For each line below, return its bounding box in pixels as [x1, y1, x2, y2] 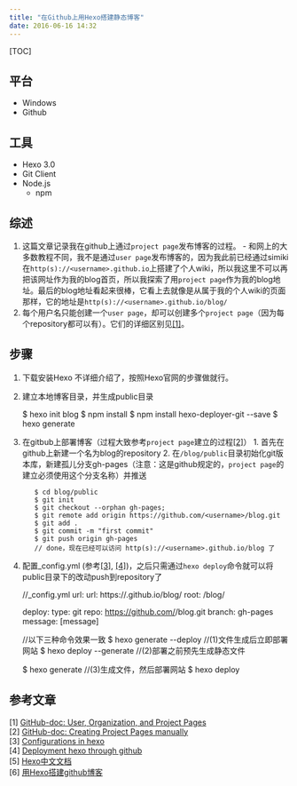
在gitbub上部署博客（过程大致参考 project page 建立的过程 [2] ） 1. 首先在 [21, 436, 285, 447]
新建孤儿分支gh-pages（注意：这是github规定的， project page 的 [45, 458, 285, 469]
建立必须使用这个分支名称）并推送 [21, 470, 147, 480]
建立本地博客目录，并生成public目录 [21, 391, 153, 401]
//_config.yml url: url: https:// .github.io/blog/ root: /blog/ [21, 589, 225, 599]
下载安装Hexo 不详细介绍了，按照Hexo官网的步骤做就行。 [21, 372, 233, 383]
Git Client [21, 169, 57, 179]
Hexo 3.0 [21, 159, 56, 170]
